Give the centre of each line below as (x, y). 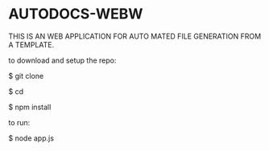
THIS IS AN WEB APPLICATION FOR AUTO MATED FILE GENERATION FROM (135, 36)
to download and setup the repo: (62, 60)
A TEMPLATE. (31, 44)
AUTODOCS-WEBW (76, 14)
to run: (19, 122)
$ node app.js (31, 138)
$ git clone (26, 75)
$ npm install (30, 107)
